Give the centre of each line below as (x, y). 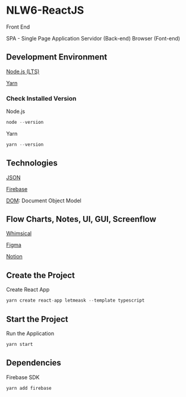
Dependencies (34, 363)
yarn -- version (25, 144)
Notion (14, 257)
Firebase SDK (23, 377)
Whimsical (19, 233)
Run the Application (30, 333)
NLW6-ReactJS (45, 10)
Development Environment (57, 57)
